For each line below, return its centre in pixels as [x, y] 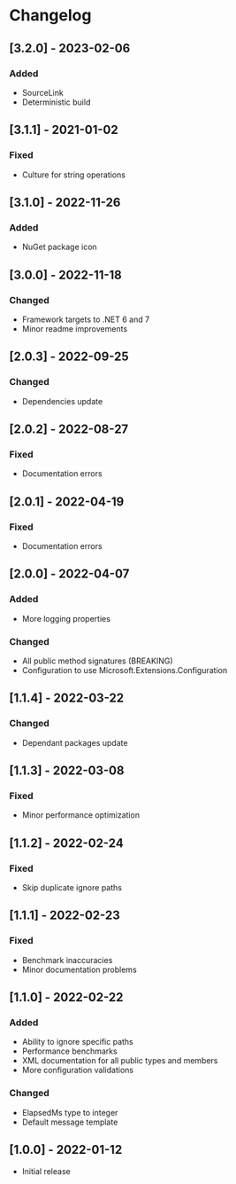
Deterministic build [56, 102]
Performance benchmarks [69, 1051]
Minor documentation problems [79, 969]
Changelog [50, 16]
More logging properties [66, 618]
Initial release [46, 1171]
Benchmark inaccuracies [67, 960]
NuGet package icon [59, 247]
